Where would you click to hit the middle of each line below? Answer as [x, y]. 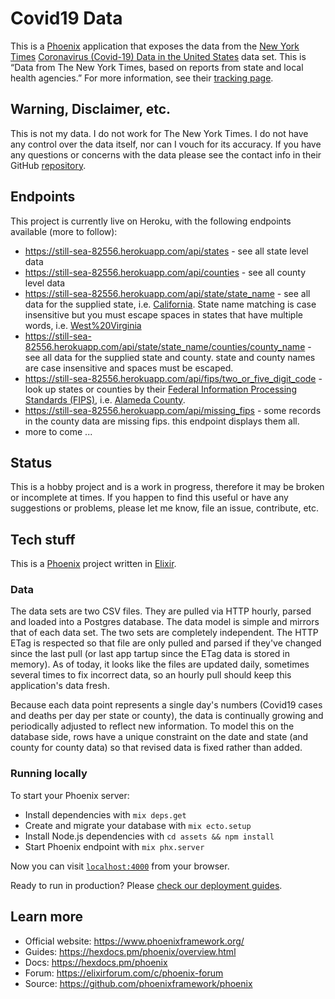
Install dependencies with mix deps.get [105, 814]
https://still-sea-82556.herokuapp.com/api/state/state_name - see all [167, 293]
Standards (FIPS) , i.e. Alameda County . [105, 399]
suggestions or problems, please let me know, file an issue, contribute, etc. [165, 508]
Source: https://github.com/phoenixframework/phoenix [138, 983]
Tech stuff [43, 539]
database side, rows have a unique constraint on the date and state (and [159, 737]
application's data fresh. [60, 686]
